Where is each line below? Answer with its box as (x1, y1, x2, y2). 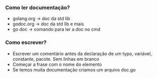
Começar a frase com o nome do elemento (12, 61, 102, 67)
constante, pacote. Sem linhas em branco (12, 56, 99, 62)
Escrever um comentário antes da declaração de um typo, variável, (12, 50, 152, 57)
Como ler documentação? (5, 4, 70, 11)
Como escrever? (5, 39, 47, 46)
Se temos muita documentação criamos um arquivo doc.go (12, 66, 136, 72)
